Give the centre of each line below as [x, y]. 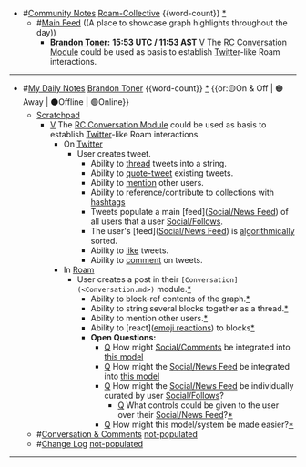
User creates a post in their [128, 279]
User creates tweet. [114, 153]
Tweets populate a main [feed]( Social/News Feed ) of [189, 212]
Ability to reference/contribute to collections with [183, 192]
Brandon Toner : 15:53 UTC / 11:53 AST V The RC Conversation [168, 42]
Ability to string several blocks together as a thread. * [189, 308]
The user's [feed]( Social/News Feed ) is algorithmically [193, 231]
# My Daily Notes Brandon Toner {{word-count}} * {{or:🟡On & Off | [148, 88]
